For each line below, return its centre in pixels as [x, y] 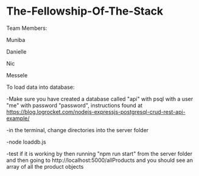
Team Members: [27, 28]
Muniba [16, 40]
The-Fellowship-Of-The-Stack [85, 11]
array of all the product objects [45, 166]
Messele [17, 75]
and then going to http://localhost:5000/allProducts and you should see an [100, 160]
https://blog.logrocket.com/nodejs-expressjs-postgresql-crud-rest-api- [96, 111]
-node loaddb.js [26, 142]
